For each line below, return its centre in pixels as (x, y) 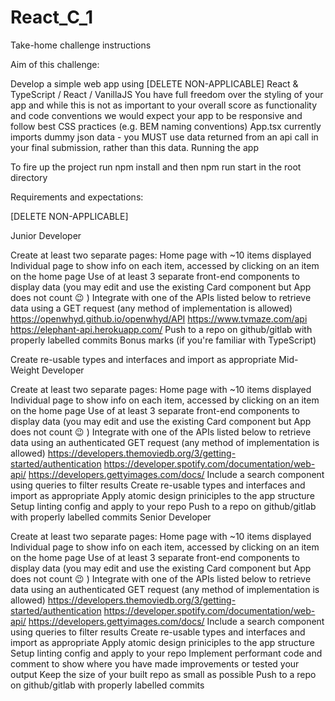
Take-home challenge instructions (81, 45)
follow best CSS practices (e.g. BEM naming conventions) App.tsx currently (166, 126)
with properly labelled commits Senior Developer (111, 517)
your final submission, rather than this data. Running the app (134, 147)
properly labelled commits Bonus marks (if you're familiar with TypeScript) (163, 340)
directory (29, 177)
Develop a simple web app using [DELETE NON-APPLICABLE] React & (154, 83)
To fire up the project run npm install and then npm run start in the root (156, 167)
